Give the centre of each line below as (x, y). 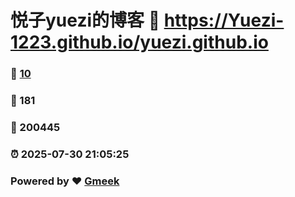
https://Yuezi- (224, 20)
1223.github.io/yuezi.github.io (139, 42)
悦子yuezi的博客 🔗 (85, 20)
